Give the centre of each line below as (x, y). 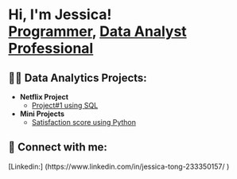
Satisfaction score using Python (84, 122)
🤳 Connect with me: (58, 148)
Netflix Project (44, 97)
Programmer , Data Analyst (97, 31)
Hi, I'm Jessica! (60, 15)
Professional (51, 49)
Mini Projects (42, 114)
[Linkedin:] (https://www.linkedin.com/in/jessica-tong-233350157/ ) (119, 166)
